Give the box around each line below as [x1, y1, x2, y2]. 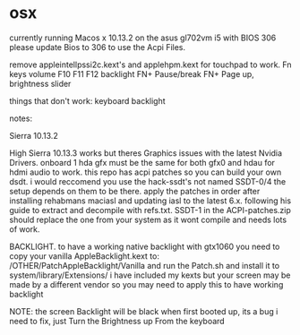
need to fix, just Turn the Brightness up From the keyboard [9, 315, 226, 326]
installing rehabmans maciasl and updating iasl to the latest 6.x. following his [9, 195, 292, 206]
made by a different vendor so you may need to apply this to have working [9, 279, 284, 289]
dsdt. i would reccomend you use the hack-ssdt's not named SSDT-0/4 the [9, 176, 287, 186]
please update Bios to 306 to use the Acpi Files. [9, 41, 186, 52]
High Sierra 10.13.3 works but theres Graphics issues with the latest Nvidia [9, 147, 283, 159]
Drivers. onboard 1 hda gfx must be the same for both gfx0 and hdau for [9, 157, 276, 167]
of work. [9, 223, 40, 235]
